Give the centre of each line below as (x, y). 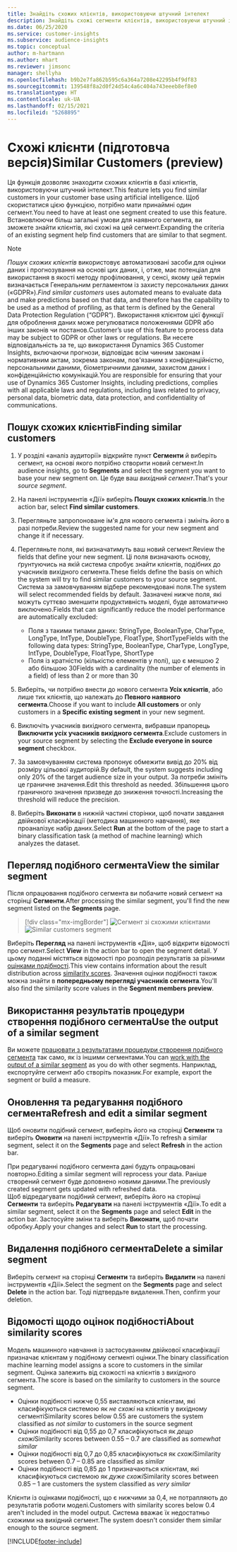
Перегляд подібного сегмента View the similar (114, 865)
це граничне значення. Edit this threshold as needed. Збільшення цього (123, 784)
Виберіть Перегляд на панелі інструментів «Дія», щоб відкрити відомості (119, 943)
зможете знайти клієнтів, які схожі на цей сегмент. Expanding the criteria (116, 227)
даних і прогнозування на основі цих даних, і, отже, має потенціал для (114, 270)
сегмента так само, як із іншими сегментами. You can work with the (109, 1058)
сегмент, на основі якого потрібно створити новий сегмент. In (110, 463)
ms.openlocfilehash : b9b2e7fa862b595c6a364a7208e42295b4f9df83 (102, 80)
